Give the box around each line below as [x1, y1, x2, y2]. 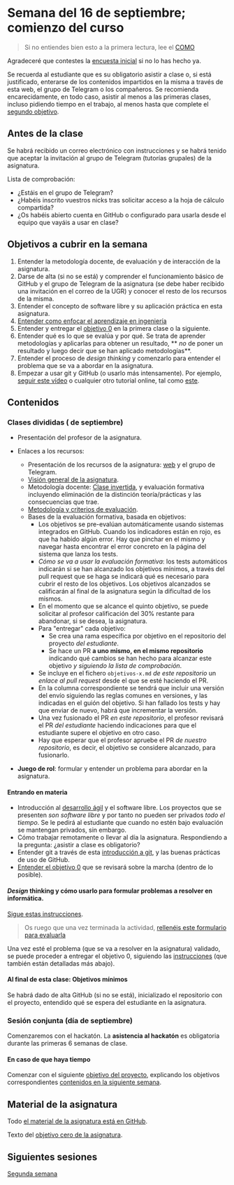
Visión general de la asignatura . [27, 475, 119, 484]
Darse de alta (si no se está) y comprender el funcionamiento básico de [17, 272, 224, 280]
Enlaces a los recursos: [17, 447, 85, 455]
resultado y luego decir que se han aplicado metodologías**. [17, 346, 192, 355]
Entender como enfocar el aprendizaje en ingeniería [17, 317, 167, 325]
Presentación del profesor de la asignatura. [17, 433, 142, 442]
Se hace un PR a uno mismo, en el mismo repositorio [48, 647, 204, 655]
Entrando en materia [7, 788, 68, 796]
